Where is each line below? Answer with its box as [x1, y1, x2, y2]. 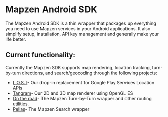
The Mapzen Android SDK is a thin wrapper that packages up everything [5, 20, 157, 26]
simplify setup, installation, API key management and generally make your [5, 31, 159, 37]
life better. [5, 36, 27, 42]
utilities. [12, 101, 29, 107]
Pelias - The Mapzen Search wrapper [12, 106, 90, 112]
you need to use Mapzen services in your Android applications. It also [5, 25, 151, 31]
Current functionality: [5, 51, 76, 60]
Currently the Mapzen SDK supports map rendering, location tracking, [5, 64, 151, 70]
